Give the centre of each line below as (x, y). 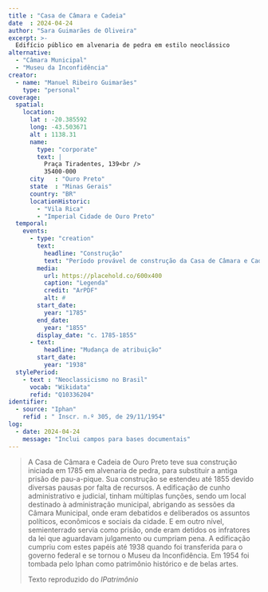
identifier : (28, 402)
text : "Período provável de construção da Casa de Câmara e (146, 260)
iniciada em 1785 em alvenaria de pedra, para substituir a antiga (132, 470)
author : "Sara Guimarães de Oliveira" (73, 30)
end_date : (53, 320)
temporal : (32, 224)
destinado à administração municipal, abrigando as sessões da (131, 504)
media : (48, 268)
